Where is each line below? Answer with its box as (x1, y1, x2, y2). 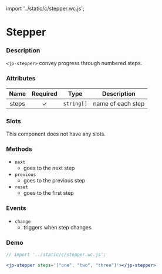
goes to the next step (23, 164, 75, 172)
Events (6, 204, 26, 212)
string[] (63, 100, 88, 107)
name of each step (93, 99, 145, 107)
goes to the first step (23, 190, 75, 197)
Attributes (6, 75, 36, 83)
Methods (6, 145, 32, 153)
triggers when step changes (23, 224, 92, 231)
